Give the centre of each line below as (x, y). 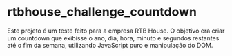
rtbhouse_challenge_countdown (102, 12)
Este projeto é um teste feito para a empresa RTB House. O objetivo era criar (116, 31)
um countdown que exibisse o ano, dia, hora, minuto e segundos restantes (113, 38)
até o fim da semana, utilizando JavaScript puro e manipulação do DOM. (110, 45)
